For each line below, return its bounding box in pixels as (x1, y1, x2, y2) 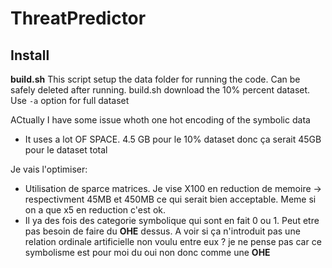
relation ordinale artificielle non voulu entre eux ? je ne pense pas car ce (24, 236, 322, 247)
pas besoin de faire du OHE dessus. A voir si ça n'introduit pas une (24, 225, 301, 237)
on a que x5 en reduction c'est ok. (24, 204, 166, 216)
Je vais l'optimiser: (10, 163, 88, 175)
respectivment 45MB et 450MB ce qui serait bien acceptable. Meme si (24, 193, 317, 205)
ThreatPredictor (10, 7, 147, 30)
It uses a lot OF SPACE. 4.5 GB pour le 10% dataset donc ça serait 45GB (24, 133, 322, 145)
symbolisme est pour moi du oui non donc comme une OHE (24, 247, 271, 258)
